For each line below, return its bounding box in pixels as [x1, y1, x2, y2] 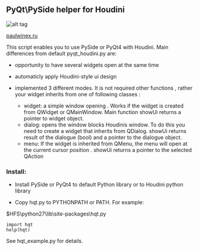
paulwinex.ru [6, 32, 38, 39]
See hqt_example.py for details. [6, 238, 83, 245]
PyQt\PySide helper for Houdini [6, 5, 125, 15]
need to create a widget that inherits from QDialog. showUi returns [23, 127, 187, 134]
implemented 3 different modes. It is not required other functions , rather [14, 84, 193, 91]
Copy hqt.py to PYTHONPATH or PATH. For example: [14, 199, 144, 206]
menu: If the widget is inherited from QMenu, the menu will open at [23, 140, 188, 147]
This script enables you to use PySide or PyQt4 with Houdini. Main [6, 43, 169, 50]
